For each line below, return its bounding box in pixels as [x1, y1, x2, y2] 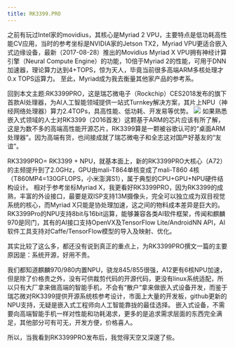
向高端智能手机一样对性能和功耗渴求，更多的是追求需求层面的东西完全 [13, 309, 216, 318]
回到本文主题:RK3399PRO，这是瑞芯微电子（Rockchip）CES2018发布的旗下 [7, 89, 227, 98]
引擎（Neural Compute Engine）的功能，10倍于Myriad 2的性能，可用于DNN [7, 57, 227, 65]
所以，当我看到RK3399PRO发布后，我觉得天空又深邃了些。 [7, 333, 179, 341]
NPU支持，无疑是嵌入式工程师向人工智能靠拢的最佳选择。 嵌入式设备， [7, 300, 213, 309]
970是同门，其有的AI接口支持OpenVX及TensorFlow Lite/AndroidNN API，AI [7, 218, 226, 227]
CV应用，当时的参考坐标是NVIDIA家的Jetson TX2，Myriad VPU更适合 [13, 39, 215, 48]
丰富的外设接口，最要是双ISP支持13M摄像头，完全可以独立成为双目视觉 [19, 192, 226, 200]
